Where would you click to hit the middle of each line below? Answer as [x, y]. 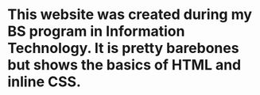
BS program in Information [96, 31]
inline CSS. [44, 82]
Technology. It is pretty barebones [123, 48]
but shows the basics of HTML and [124, 65]
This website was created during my [130, 15]
